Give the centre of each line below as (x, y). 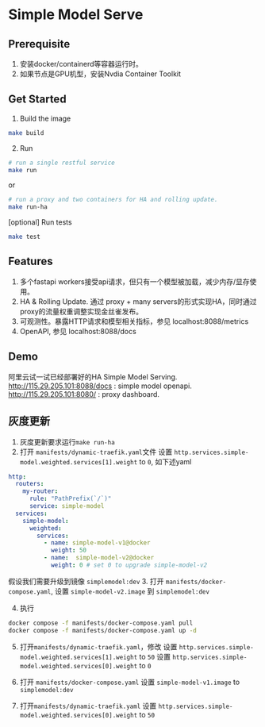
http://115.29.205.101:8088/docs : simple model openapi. (100, 386)
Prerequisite (39, 44)
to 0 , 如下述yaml (165, 461)
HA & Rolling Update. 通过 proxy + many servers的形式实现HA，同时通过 (138, 301)
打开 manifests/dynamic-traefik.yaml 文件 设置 (96, 452)
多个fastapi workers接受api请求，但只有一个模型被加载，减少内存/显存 (134, 281)
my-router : (40, 491)
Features (31, 262)
